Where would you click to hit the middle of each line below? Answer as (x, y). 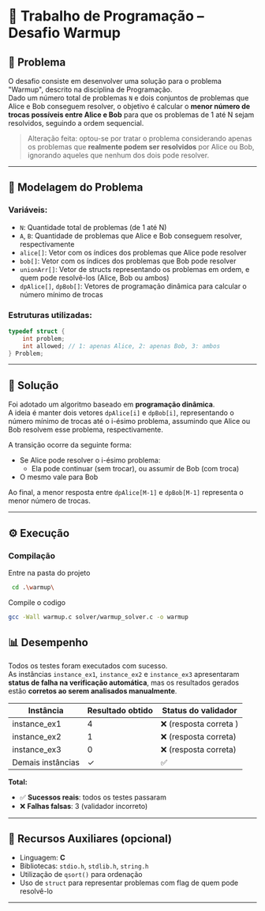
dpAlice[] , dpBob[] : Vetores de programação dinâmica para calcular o (133, 286)
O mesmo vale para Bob (59, 477)
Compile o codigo (37, 602)
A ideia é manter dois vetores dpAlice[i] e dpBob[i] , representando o (121, 413)
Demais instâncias (46, 762)
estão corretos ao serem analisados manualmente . (93, 690)
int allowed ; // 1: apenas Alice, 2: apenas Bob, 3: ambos (121, 346)
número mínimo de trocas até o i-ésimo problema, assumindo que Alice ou (129, 421)
